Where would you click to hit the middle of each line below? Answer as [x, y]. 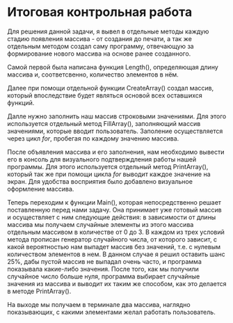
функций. [21, 102]
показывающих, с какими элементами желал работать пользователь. [111, 312]
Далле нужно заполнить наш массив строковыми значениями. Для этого [117, 116]
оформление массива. [41, 189]
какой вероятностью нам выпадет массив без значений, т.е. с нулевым [114, 246]
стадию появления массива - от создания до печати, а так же [100, 38]
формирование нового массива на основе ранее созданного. [99, 54]
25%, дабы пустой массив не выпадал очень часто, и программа [104, 261]
